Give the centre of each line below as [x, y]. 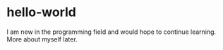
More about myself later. [42, 39]
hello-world [42, 12]
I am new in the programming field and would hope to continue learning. [111, 32]
